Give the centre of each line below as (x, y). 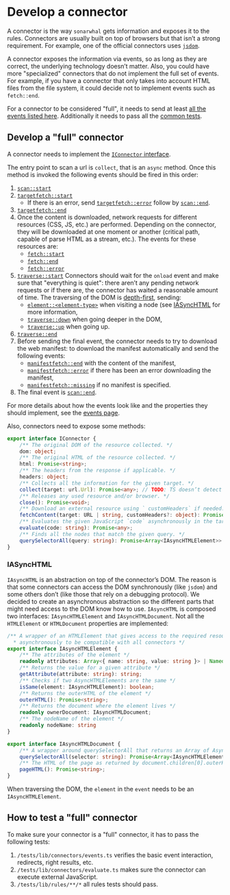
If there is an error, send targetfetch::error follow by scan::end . (119, 202)
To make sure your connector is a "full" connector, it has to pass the (103, 834)
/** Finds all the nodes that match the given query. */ (102, 534)
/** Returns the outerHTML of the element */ (86, 693)
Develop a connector (67, 12)
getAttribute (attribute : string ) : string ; (81, 674)
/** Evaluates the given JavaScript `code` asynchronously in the (116, 522)
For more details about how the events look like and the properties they (107, 405)
